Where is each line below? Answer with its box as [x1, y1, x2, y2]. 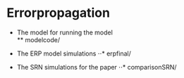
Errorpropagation [6, 5, 111, 21]
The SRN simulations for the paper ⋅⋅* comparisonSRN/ [16, 63, 177, 71]
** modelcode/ [16, 35, 61, 44]
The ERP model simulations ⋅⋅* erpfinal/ [16, 49, 131, 58]
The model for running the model [16, 28, 114, 37]
